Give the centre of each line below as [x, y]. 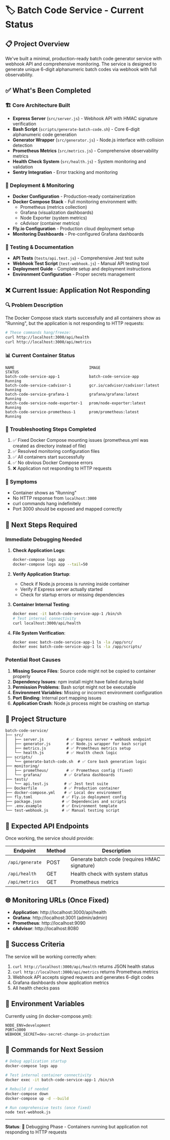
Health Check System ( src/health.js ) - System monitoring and [79, 161]
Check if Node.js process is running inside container [75, 584]
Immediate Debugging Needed [44, 539]
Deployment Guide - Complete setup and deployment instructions [82, 269]
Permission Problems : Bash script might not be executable [74, 687]
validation [23, 167]
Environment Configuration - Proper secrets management [74, 274]
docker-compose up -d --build [37, 1098]
